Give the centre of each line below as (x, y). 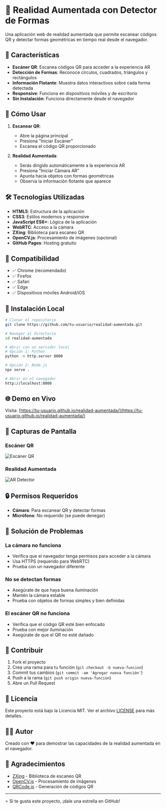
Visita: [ (13, 410)
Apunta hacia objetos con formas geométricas (67, 176)
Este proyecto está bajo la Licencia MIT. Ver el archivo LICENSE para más (80, 711)
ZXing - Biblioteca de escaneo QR (47, 776)
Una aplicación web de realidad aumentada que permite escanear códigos (81, 34)
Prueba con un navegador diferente (48, 566)
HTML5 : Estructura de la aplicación (48, 212)
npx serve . (17, 370)
